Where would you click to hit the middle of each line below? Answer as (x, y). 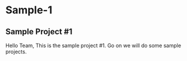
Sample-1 (29, 10)
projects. (16, 52)
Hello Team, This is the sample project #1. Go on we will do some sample (93, 45)
